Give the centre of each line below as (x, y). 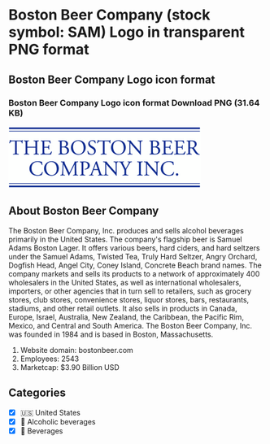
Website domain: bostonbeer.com (77, 350)
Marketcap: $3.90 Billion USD (70, 367)
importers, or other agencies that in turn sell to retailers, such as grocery (130, 291)
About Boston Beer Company (84, 211)
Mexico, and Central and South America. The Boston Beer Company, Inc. (131, 325)
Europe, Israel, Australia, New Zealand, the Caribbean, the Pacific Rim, (126, 317)
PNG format (49, 50)
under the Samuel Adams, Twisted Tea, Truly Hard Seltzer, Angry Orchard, (133, 256)
